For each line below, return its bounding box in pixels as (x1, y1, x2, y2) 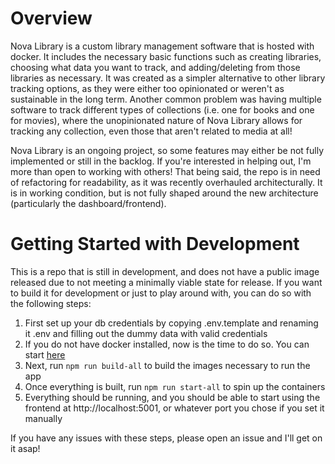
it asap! (10, 442, 41, 454)
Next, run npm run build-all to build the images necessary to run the (24, 359, 311, 371)
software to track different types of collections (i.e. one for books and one (10, 103, 315, 116)
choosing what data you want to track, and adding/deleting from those (10, 61, 301, 73)
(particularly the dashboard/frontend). (10, 197, 167, 209)
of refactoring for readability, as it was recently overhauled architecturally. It (10, 176, 323, 188)
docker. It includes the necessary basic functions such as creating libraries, (10, 50, 322, 62)
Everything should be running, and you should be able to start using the (24, 391, 321, 403)
